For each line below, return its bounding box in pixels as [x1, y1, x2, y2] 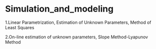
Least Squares [5, 24, 34, 30]
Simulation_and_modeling [5, 3, 114, 15]
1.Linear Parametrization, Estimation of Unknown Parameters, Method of [5, 19, 152, 25]
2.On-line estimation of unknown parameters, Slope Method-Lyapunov [5, 34, 149, 40]
